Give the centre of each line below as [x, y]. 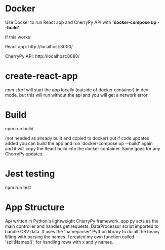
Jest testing [30, 174]
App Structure [35, 207]
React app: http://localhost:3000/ [39, 46]
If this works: [18, 37]
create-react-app [41, 76]
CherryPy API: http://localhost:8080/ [42, 56]
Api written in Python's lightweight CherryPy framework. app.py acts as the [82, 221]
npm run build [19, 128]
